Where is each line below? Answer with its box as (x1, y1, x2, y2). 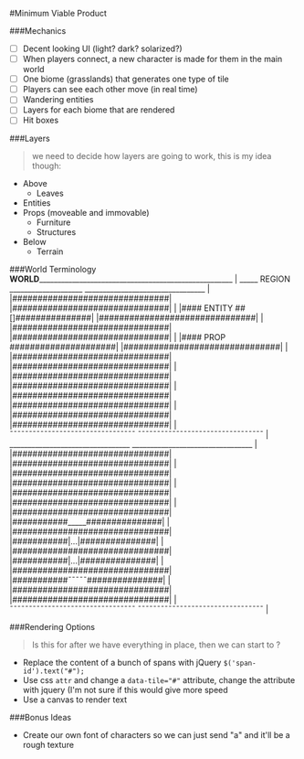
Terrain (36, 246, 64, 257)
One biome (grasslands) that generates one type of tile (22, 73, 230, 85)
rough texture (22, 740, 75, 751)
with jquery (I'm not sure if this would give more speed (22, 685, 228, 696)
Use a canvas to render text (22, 694, 128, 705)
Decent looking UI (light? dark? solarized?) (22, 43, 183, 54)
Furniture (36, 217, 71, 228)
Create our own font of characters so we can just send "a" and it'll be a (22, 730, 290, 741)
